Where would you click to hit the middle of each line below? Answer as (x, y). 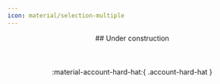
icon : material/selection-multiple (66, 15)
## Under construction (132, 38)
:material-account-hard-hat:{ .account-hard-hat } (132, 71)
